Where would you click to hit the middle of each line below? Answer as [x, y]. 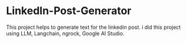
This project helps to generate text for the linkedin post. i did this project [93, 27]
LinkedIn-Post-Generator [69, 11]
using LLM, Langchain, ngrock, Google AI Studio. [65, 33]
